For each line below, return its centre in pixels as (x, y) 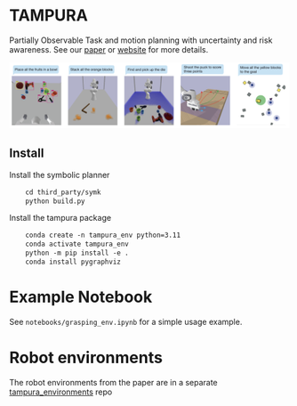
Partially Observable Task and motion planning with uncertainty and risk (141, 40)
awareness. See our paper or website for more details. (109, 49)
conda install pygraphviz (73, 262)
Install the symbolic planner (60, 175)
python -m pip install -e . (77, 253)
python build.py (56, 201)
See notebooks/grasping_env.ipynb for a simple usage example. (126, 321)
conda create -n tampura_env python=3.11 (103, 235)
